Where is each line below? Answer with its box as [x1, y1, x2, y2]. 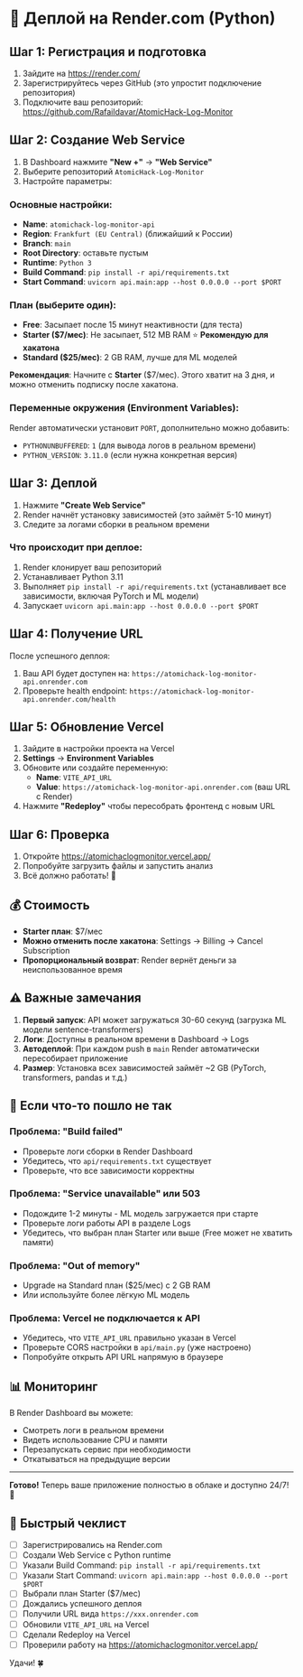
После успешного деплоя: [9, 650, 111, 661]
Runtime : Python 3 [22, 257, 92, 268]
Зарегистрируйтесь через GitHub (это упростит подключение [22, 78, 262, 89]
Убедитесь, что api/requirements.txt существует [22, 1155, 212, 1166]
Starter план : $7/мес [22, 926, 104, 937]
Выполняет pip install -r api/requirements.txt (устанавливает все [22, 581, 287, 592]
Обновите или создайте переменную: [22, 762, 169, 773]
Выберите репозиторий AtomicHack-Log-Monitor [22, 166, 205, 177]
